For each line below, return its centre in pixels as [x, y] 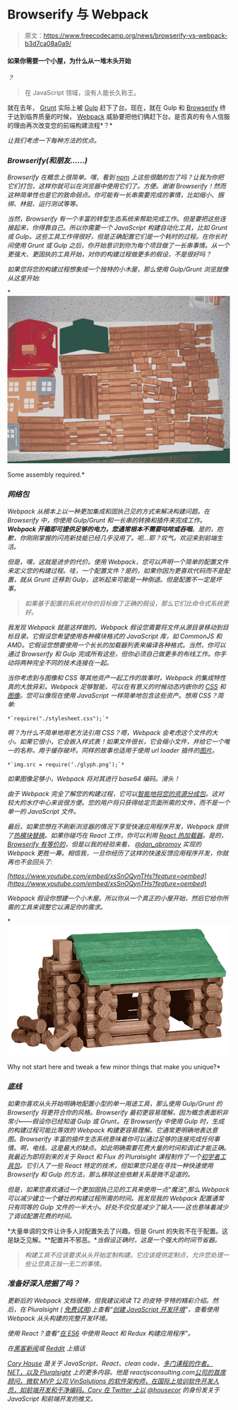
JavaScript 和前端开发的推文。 [52, 1399]
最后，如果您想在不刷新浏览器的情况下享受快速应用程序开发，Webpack [111, 826]
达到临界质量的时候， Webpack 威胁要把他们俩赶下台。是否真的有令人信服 [121, 117]
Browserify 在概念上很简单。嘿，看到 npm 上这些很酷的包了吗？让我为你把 [116, 177]
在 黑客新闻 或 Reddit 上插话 [46, 1348]
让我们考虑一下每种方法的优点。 [54, 141]
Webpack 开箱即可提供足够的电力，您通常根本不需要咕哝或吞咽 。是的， [112, 529]
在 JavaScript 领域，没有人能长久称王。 [82, 93]
